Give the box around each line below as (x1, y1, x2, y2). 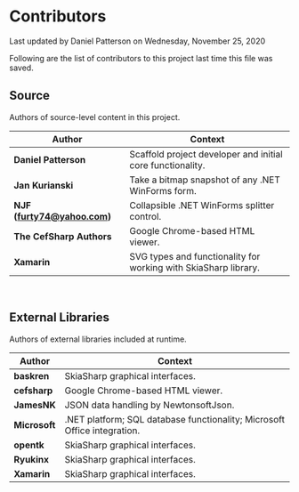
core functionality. (129, 158, 206, 171)
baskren (13, 369, 50, 382)
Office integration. (64, 424, 141, 437)
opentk (13, 439, 44, 451)
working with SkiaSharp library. (129, 261, 260, 273)
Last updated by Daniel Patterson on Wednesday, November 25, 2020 (9, 36, 266, 46)
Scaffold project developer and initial (129, 148, 283, 160)
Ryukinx (13, 453, 49, 465)
